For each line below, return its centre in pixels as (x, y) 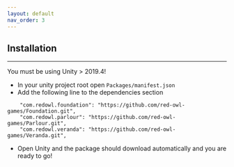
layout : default (31, 14)
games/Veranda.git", (37, 136)
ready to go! (35, 156)
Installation (32, 48)
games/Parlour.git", (37, 124)
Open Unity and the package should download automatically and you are (122, 149)
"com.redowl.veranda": (53, 129)
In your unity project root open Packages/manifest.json (96, 85)
